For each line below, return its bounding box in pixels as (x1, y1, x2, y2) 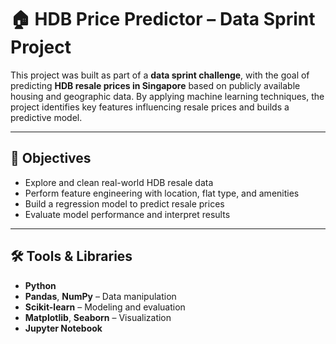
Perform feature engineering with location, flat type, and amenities (24, 187, 300, 199)
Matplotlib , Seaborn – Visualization (24, 311, 172, 323)
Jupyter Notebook (24, 322, 103, 334)
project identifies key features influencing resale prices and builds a (10, 101, 290, 113)
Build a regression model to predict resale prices (24, 197, 225, 210)
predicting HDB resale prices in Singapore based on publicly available (10, 79, 301, 91)
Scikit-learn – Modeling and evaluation (24, 301, 186, 313)
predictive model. (10, 111, 83, 123)
